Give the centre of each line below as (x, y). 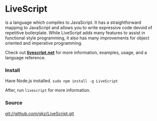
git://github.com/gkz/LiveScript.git (39, 113)
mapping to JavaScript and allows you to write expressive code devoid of (79, 27)
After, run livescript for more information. (48, 90)
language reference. (25, 57)
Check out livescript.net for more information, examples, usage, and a (76, 52)
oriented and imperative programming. (44, 43)
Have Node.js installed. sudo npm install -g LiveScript (61, 81)
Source (14, 103)
